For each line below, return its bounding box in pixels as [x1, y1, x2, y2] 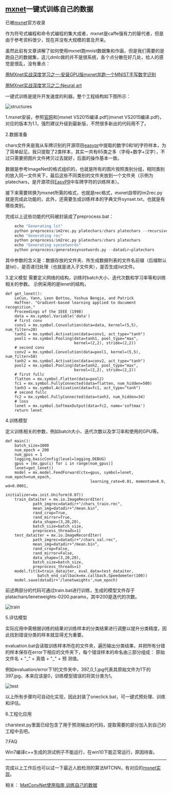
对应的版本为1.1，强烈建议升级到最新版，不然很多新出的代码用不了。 [5, 120, 149, 127]
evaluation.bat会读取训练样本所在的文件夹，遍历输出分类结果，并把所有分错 [5, 643, 165, 649]
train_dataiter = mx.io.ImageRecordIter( [14, 497, 104, 502]
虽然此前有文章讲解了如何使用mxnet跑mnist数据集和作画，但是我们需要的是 [5, 48, 165, 54]
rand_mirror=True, [32, 515, 72, 520]
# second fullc [14, 390, 47, 395]
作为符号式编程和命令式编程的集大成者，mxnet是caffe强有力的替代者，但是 [5, 30, 164, 36]
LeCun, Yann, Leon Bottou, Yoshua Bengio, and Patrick [14, 296, 134, 301]
